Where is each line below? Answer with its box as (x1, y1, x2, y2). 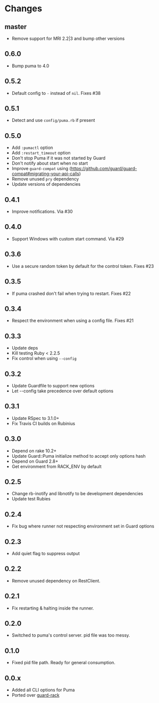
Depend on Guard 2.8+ (11, 458, 58, 464)
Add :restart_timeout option (11, 150, 71, 156)
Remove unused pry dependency (11, 176, 79, 182)
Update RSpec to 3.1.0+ (11, 415, 59, 421)
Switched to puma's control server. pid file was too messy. (11, 632, 131, 638)
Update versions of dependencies (11, 181, 80, 187)
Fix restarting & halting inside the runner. (11, 605, 94, 611)
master (4, 23, 27, 31)
